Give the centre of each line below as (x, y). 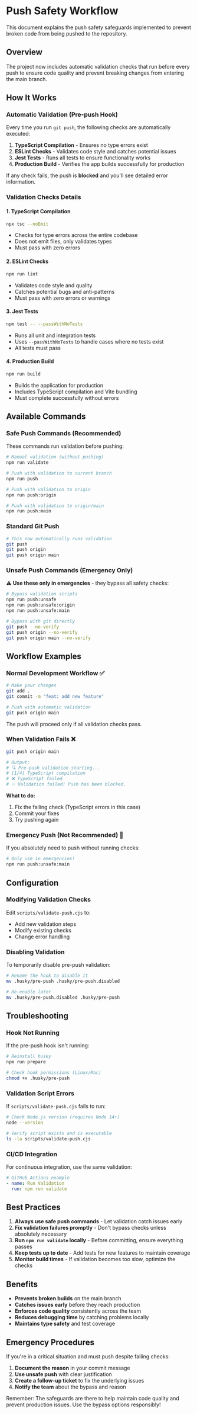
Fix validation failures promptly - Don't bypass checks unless (90, 1228)
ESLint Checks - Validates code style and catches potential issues (95, 152)
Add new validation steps (45, 924)
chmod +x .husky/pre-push (38, 1078)
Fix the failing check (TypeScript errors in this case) (77, 807)
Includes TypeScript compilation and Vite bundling (76, 392)
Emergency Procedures (50, 1342)
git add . (18, 691)
